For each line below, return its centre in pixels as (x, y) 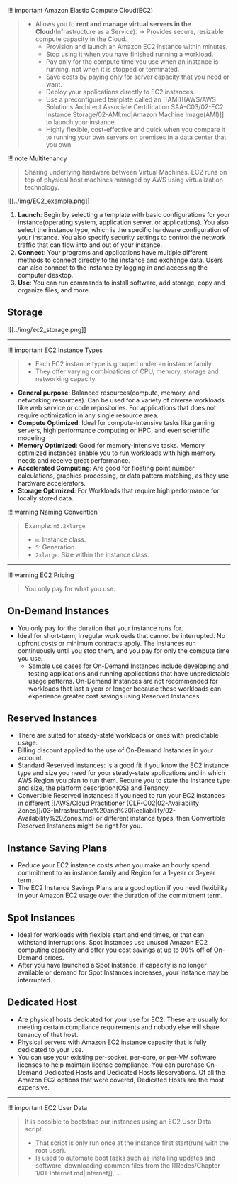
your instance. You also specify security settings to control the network (122, 237)
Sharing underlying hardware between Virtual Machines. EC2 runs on (126, 172)
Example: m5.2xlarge (55, 525)
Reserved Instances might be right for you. (80, 826)
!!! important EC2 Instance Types (55, 350)
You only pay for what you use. (70, 588)
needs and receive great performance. (74, 460)
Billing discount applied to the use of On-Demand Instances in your (115, 750)
